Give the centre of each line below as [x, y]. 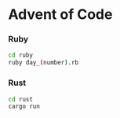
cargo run [24, 107]
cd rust [21, 99]
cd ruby [21, 55]
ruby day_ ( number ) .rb [44, 63]
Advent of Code [60, 15]
